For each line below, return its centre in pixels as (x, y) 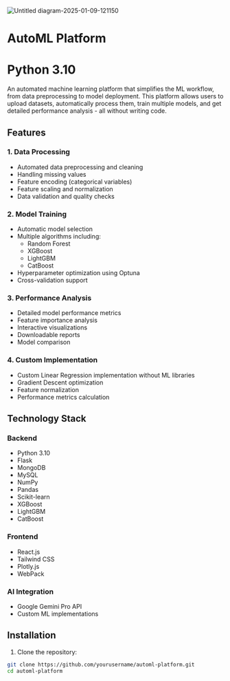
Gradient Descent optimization (60, 382)
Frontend (23, 537)
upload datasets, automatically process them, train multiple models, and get (114, 104)
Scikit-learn (33, 497)
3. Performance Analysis (49, 298)
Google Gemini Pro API (49, 606)
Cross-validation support (52, 280)
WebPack (31, 574)
